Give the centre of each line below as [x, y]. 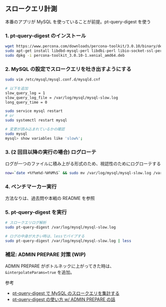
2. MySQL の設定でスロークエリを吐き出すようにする [68, 69]
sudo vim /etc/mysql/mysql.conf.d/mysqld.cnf [53, 80]
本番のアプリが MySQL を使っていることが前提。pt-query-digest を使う [78, 22]
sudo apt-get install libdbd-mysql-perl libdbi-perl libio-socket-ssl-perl [85, 51]
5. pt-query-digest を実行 [36, 212]
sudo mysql [16, 134]
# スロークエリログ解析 [26, 223]
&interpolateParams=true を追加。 [40, 272]
